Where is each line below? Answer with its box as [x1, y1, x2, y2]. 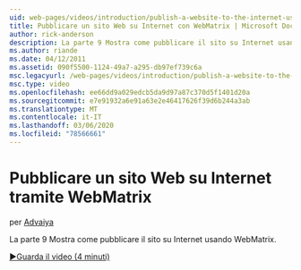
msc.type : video [9, 80, 70, 89]
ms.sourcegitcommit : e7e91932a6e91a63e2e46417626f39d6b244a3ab [9, 96, 251, 105]
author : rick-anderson [9, 30, 94, 38]
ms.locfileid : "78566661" [9, 130, 106, 139]
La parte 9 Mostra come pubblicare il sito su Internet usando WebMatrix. [9, 233, 277, 244]
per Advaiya [9, 216, 54, 227]
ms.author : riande [9, 46, 78, 55]
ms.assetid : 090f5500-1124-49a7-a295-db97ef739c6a [9, 63, 202, 72]
